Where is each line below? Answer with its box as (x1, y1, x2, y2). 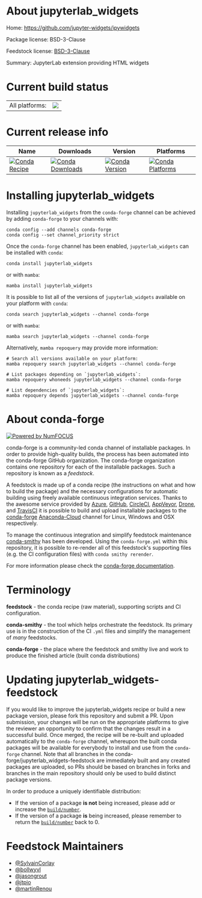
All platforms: (9, 101, 47, 109)
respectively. (6, 519, 38, 527)
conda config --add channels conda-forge (6, 227, 112, 233)
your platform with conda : (6, 300, 68, 307)
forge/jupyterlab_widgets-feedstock (6, 757, 96, 764)
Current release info (6, 125, 109, 139)
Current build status (6, 80, 109, 94)
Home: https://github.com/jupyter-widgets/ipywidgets (6, 24, 140, 31)
